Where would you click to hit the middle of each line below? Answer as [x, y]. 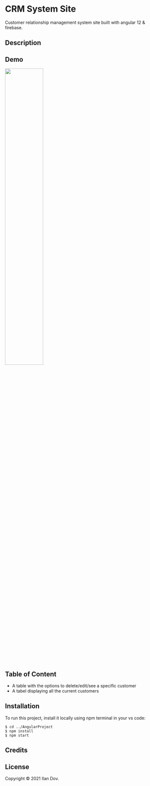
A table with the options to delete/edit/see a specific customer [74, 686]
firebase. [14, 27]
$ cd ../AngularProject [29, 727]
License [17, 767]
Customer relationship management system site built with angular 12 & [75, 22]
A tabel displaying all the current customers [55, 691]
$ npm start [17, 735]
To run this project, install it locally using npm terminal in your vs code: [75, 718]
